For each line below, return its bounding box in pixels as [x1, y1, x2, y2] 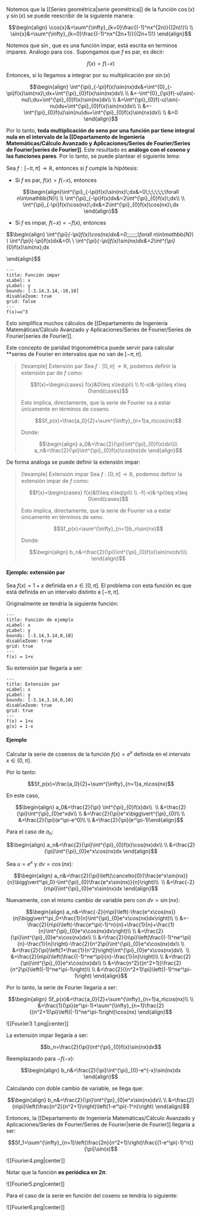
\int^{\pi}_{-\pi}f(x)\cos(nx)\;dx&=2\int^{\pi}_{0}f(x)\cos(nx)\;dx [23, 201, 179, 208]
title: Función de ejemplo [6, 617, 74, 623]
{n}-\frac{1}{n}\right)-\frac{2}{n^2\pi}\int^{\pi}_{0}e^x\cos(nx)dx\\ [17, 940, 180, 947]
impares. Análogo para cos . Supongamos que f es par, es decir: [6, 48, 165, 55]
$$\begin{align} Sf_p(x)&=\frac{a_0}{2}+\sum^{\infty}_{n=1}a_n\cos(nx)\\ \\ [8, 995, 194, 1003]
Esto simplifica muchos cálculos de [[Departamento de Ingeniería [6, 320, 168, 326]
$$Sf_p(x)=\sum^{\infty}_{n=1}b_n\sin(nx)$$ [53, 525, 163, 532]
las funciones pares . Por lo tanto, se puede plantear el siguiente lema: [6, 152, 181, 160]
